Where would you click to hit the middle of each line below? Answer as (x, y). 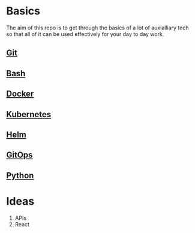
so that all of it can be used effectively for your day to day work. (85, 34)
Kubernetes (29, 114)
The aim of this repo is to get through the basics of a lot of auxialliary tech (97, 28)
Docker (20, 94)
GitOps (19, 155)
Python (20, 175)
